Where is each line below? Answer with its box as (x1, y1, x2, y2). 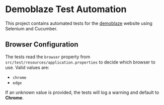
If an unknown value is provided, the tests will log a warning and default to (5, 89, 159, 95)
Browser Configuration (5, 40, 79, 49)
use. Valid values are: (5, 64, 49, 70)
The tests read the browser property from (5, 54, 91, 60)
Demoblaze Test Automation (5, 4, 127, 15)
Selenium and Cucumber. (5, 25, 58, 31)
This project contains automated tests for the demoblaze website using (5, 20, 152, 26)
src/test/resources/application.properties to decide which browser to (5, 59, 156, 65)
